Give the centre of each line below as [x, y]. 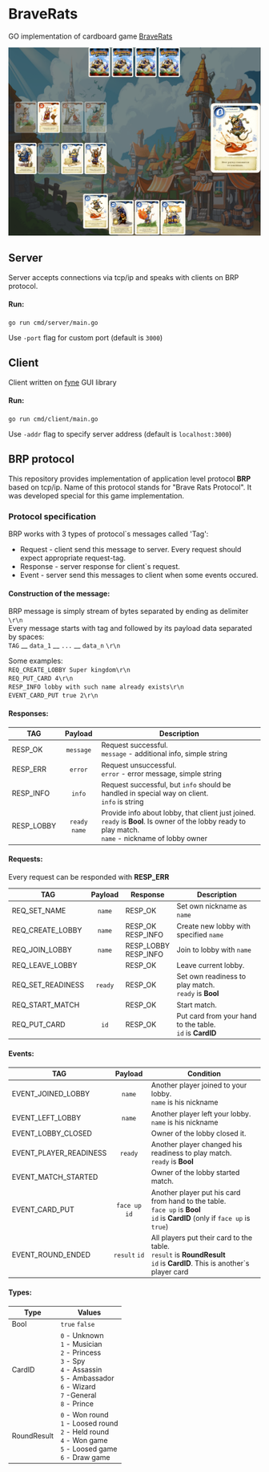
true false [78, 1325]
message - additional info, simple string [165, 754]
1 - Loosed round [89, 1423]
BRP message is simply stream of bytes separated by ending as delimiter [128, 612]
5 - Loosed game [89, 1449]
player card [170, 1271]
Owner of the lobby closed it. [199, 1133]
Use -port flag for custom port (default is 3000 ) [86, 338]
